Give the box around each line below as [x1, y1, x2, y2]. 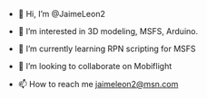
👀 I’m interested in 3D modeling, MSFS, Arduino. [17, 26, 198, 36]
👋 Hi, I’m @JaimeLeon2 [17, 9, 106, 19]
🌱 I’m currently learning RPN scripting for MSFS [17, 43, 197, 54]
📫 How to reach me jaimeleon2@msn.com [17, 79, 179, 89]
